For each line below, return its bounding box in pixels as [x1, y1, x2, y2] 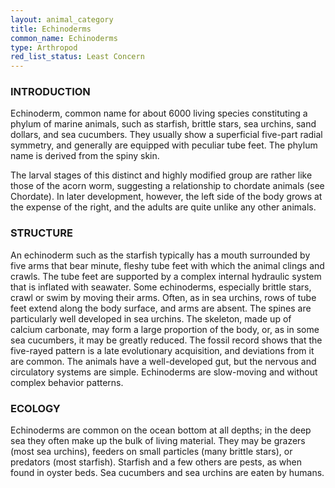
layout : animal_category [10, 14, 114, 25]
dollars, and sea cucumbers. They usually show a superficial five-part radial [10, 129, 323, 141]
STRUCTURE [10, 226, 73, 240]
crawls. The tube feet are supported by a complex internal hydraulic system [10, 270, 322, 282]
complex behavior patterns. [10, 376, 124, 388]
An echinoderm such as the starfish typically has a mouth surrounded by [10, 249, 311, 261]
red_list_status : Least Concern [10, 52, 145, 62]
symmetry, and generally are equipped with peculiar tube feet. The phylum [10, 139, 318, 151]
